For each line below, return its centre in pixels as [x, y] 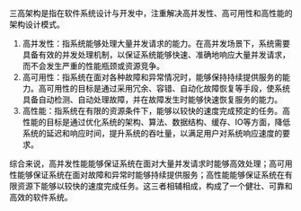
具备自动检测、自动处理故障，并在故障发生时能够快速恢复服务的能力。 [152, 100]
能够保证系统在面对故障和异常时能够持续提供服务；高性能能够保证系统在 [150, 175]
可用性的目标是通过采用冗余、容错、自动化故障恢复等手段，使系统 [168, 88]
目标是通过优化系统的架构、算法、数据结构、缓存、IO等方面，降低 [168, 122]
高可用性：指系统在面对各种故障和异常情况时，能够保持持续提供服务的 [152, 77]
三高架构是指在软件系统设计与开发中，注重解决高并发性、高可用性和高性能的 [151, 13]
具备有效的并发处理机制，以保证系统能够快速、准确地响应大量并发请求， [156, 55]
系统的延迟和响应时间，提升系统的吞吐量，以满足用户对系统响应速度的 [152, 133]
